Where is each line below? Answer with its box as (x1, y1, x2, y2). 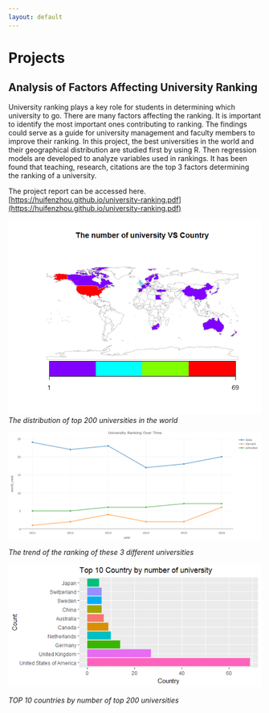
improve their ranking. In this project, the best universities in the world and (8, 136, 255, 146)
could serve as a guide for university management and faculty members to (8, 127, 255, 137)
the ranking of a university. (8, 170, 97, 180)
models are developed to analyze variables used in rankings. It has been (8, 153, 247, 163)
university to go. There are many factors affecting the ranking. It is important (8, 110, 262, 120)
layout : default (8, 13, 63, 21)
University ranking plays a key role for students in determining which (8, 102, 235, 112)
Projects (8, 48, 66, 67)
